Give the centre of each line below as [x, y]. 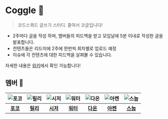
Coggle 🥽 [25, 10]
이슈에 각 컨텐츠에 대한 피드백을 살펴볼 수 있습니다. [62, 55]
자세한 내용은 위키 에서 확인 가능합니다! [43, 65]
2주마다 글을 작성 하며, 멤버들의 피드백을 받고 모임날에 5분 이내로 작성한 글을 [88, 35]
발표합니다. [23, 42]
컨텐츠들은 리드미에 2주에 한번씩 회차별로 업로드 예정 [65, 48]
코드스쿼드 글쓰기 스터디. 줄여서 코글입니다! [60, 25]
